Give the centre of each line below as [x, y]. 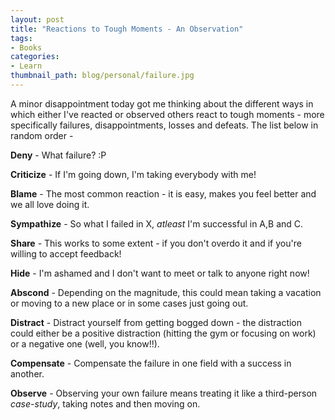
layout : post [37, 19]
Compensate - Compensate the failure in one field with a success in [151, 363]
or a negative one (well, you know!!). [85, 343]
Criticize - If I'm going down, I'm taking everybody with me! [133, 174]
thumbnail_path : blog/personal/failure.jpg [102, 76]
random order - [42, 135]
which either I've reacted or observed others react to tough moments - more [167, 114]
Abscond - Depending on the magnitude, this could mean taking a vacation [166, 292]
